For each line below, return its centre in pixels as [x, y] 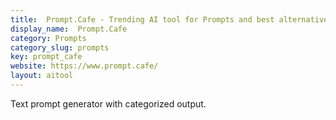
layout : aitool [42, 76]
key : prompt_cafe [46, 57]
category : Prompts [48, 38]
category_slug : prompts [60, 47]
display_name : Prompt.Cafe [69, 29]
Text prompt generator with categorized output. [108, 103]
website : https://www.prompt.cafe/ [84, 66]
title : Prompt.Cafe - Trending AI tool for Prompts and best [142, 19]
